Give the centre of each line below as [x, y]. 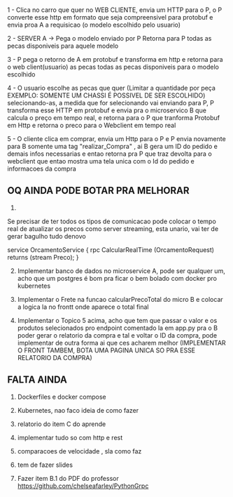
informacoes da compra [42, 168]
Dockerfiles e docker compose [62, 397]
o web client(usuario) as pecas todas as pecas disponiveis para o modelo [113, 67]
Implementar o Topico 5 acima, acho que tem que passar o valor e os [117, 320]
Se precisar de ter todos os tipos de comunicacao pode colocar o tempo [112, 221]
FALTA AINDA [37, 380]
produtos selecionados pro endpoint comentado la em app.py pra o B [118, 328]
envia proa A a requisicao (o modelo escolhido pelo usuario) [94, 25]
